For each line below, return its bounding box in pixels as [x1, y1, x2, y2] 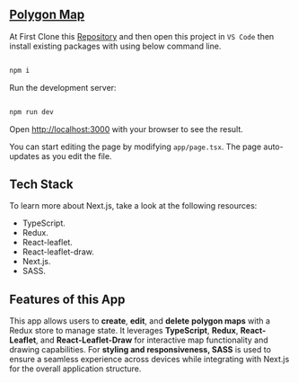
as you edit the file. [41, 150, 112, 161]
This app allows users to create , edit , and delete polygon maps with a [9, 316, 271, 326]
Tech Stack [9, 176, 74, 191]
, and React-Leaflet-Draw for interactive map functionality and [35, 334, 269, 345]
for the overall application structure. [9, 363, 142, 374]
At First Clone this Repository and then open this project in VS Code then [9, 31, 275, 41]
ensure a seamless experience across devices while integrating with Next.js [9, 354, 290, 365]
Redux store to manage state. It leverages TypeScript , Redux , [9, 325, 239, 336]
